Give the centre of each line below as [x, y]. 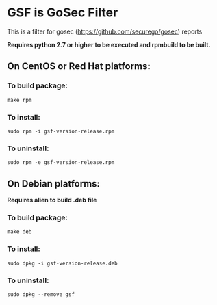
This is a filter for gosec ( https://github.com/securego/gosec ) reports [105, 31]
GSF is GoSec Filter [63, 13]
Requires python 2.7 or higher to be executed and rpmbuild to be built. [109, 44]
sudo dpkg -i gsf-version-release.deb [62, 263]
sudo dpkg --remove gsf [41, 294]
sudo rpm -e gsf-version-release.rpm [61, 163]
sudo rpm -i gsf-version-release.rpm [61, 131]
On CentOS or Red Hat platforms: [79, 66]
